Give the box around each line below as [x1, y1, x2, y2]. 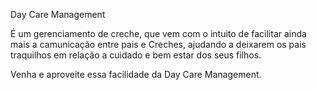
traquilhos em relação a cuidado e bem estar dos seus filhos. [10, 49, 262, 61]
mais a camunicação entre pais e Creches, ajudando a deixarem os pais [10, 39, 307, 50]
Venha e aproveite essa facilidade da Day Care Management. [10, 69, 262, 80]
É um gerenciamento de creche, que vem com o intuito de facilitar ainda [10, 28, 307, 39]
